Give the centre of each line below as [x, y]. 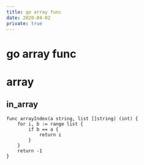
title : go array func [34, 12]
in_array [22, 105]
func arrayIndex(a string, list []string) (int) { [72, 118]
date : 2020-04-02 [28, 18]
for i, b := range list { [51, 124]
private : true [25, 23]
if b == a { [44, 129]
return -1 [30, 151]
